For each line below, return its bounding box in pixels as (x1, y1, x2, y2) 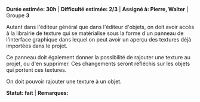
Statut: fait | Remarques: (6, 90, 69, 96)
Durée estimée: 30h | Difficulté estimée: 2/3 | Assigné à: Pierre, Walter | (6, 6, 189, 12)
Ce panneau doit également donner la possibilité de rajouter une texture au (6, 54, 191, 60)
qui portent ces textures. (6, 66, 67, 74)
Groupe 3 (6, 12, 30, 19)
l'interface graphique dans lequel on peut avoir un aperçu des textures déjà (6, 36, 192, 43)
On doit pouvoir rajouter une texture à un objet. (6, 78, 122, 85)
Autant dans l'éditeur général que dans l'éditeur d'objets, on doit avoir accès (6, 24, 195, 30)
